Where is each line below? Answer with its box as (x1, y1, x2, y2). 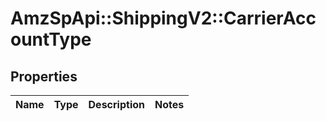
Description (88, 98, 145, 111)
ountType (10, 28, 92, 51)
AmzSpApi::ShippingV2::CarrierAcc (10, 7, 317, 30)
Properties (10, 68, 78, 85)
